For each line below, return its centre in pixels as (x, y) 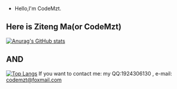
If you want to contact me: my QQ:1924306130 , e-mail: (105, 73)
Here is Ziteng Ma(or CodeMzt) (64, 27)
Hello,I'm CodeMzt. (38, 8)
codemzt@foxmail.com (34, 80)
